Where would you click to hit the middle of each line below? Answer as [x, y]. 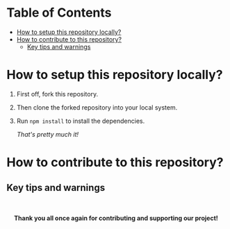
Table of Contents [59, 13]
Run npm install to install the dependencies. [81, 121]
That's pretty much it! [48, 134]
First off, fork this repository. [57, 94]
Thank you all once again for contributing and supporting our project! [116, 218]
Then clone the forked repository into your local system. [97, 107]
